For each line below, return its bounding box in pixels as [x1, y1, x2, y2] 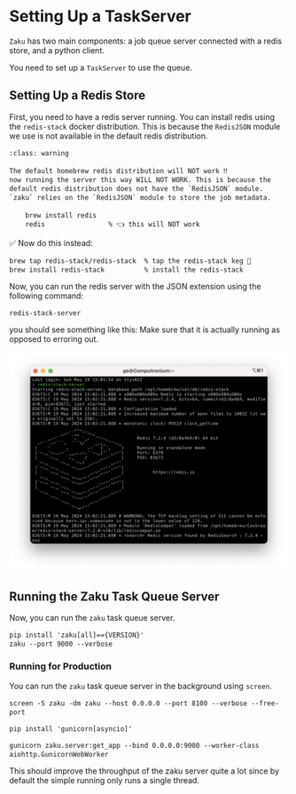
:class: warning [9, 148, 69, 157]
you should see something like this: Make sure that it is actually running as [9, 324, 281, 335]
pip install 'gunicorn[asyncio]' [9, 724, 133, 734]
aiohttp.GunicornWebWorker [9, 750, 109, 758]
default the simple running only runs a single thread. [9, 774, 199, 785]
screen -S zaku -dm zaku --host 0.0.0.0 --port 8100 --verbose [9, 699, 248, 708]
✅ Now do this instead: [9, 237, 93, 248]
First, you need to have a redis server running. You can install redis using [9, 111, 276, 122]
